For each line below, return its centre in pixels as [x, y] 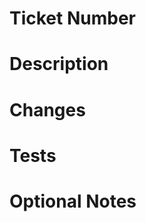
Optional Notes [73, 201]
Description [59, 64]
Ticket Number [72, 18]
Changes [47, 109]
